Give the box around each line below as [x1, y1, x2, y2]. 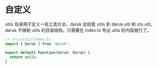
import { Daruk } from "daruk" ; [5, 41, 71, 46]
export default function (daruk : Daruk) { [5, 50, 91, 55]
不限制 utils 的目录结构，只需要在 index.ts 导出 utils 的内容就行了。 [18, 27, 151, 33]
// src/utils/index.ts [5, 37, 51, 41]
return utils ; [9, 54, 38, 59]
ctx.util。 [137, 21, 155, 27]
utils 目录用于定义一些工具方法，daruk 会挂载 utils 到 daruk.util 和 [5, 21, 136, 27]
